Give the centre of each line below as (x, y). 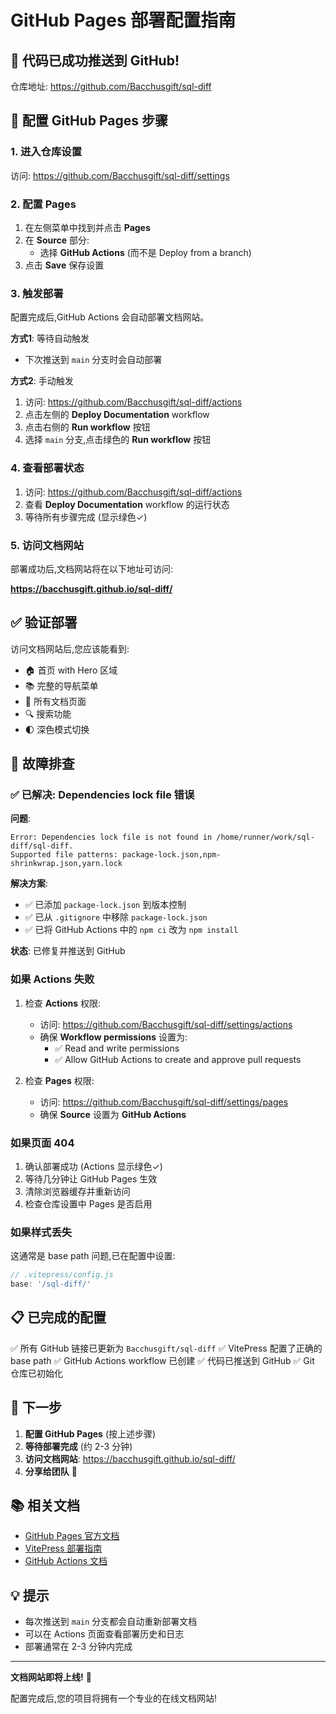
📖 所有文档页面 (55, 701)
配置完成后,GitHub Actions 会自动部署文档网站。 (110, 317)
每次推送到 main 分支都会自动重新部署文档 (111, 1622)
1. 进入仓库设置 (46, 152)
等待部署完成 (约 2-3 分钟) (78, 1446)
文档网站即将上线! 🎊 (51, 1677)
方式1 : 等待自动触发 (50, 338)
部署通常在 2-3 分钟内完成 (78, 1647)
